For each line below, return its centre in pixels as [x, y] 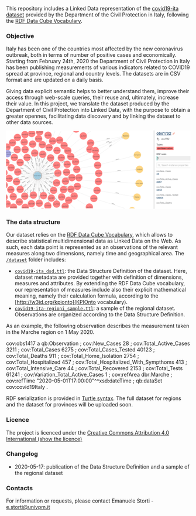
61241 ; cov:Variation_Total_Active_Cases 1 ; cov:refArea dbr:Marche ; [89, 375]
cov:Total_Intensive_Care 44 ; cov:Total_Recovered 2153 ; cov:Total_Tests [94, 368]
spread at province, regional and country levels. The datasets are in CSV [93, 74]
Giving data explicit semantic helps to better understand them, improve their [98, 91]
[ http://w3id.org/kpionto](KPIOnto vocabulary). [71, 302]
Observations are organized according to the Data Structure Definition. [100, 315]
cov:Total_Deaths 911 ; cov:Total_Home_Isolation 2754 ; [73, 356]
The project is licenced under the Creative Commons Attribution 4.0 [88, 432]
